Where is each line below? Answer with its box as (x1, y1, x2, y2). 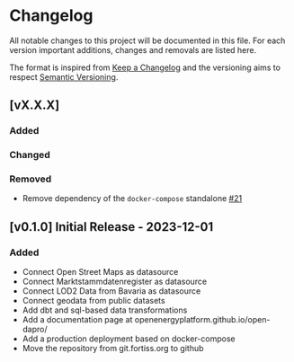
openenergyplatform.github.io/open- (134, 314, 271, 325)
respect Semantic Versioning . (9, 71, 119, 82)
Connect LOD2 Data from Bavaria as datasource (22, 286, 201, 296)
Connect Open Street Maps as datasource (22, 267, 179, 278)
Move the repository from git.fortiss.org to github (22, 343, 204, 354)
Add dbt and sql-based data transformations (22, 305, 188, 315)
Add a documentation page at (22, 314, 133, 325)
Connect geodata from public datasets (22, 296, 165, 306)
